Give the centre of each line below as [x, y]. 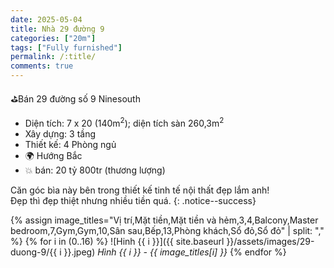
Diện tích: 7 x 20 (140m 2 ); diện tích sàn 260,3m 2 [124, 122]
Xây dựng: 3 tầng [60, 133]
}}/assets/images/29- [270, 241]
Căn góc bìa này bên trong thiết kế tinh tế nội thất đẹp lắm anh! [140, 190]
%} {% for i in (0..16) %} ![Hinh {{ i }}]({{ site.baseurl [117, 241]
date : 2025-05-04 [46, 19]
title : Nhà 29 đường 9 [57, 29]
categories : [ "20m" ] [53, 38]
